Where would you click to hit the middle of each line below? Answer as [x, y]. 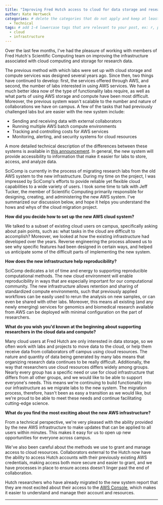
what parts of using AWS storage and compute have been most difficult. [77, 96]
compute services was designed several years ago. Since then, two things [79, 75]
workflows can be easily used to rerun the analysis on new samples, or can [80, 296]
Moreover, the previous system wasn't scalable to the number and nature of [81, 101]
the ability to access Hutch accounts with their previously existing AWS [76, 457]
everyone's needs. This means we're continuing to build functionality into [78, 382]
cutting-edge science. [27, 403]
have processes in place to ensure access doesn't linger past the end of [77, 468]
